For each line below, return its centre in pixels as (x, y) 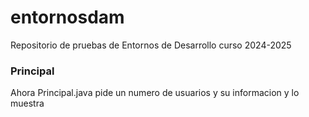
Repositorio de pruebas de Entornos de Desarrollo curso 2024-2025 (151, 45)
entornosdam (67, 17)
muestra (27, 103)
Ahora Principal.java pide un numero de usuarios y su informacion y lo (155, 93)
